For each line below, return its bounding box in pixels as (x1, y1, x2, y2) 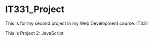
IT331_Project (5, 4, 65, 15)
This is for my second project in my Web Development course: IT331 (5, 20, 148, 26)
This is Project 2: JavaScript (5, 30, 64, 36)
